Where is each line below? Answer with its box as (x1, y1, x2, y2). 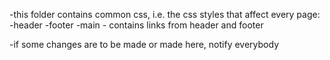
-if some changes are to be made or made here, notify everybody (9, 39, 280, 50)
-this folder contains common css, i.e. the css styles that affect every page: (9, 9, 321, 20)
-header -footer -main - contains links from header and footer (9, 19, 264, 31)
